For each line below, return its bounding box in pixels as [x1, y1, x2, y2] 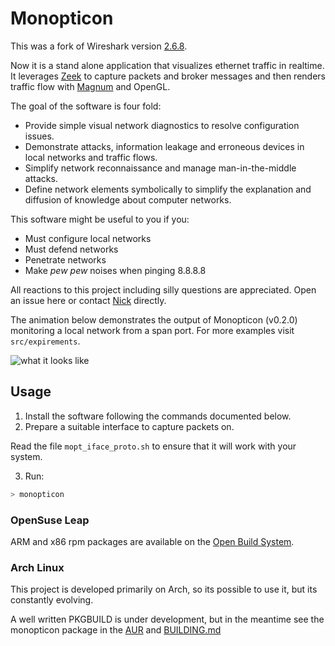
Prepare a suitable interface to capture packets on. [24, 420, 235, 432]
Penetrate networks [24, 253, 107, 266]
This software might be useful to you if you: [10, 213, 190, 225]
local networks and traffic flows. [24, 151, 158, 163]
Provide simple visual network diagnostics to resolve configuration [24, 119, 300, 131]
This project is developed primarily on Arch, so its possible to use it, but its [10, 583, 318, 596]
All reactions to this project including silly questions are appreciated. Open [10, 283, 317, 296]
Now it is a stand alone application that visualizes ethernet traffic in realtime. [10, 59, 325, 71]
